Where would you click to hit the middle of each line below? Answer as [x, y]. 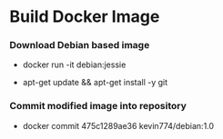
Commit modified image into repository [98, 106]
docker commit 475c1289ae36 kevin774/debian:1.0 [118, 125]
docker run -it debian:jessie [74, 65]
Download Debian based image [80, 45]
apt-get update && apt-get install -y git [95, 83]
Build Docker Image [85, 17]
